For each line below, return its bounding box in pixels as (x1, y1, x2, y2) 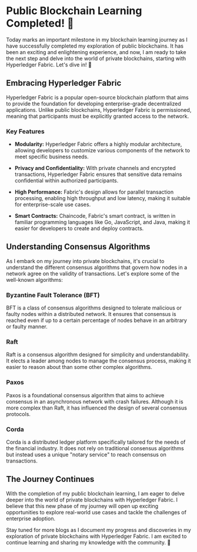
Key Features (6, 127, 45, 135)
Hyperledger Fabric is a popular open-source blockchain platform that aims (6, 94, 189, 101)
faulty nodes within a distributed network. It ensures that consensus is (6, 311, 176, 318)
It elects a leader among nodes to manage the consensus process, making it (6, 357, 191, 364)
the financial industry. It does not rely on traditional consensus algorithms (6, 445, 184, 452)
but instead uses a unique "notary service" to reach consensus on (6, 451, 166, 458)
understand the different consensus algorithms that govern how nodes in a (6, 264, 188, 271)
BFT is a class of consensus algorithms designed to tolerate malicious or (6, 304, 182, 311)
